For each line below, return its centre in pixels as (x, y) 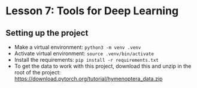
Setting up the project (47, 33)
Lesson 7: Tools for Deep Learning (92, 11)
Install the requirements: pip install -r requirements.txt (87, 60)
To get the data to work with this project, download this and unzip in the (103, 66)
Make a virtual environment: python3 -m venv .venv (78, 47)
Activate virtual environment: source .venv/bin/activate (84, 54)
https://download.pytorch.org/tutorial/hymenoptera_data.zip (88, 79)
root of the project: (37, 72)
